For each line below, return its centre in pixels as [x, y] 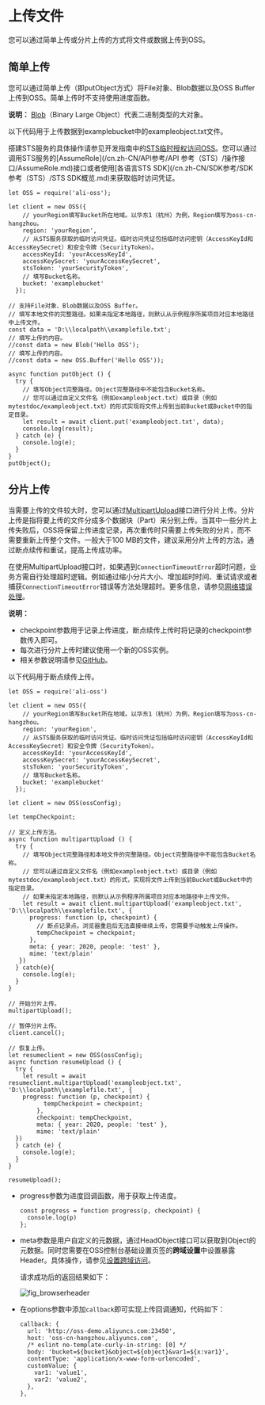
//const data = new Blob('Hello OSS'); [74, 345]
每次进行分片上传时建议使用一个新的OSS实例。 [96, 650]
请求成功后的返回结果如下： [65, 1277]
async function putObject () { [60, 374]
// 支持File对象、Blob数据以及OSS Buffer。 [75, 306]
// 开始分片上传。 [34, 1003]
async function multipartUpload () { [70, 839]
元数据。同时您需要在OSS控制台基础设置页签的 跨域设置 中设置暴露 [127, 1250]
